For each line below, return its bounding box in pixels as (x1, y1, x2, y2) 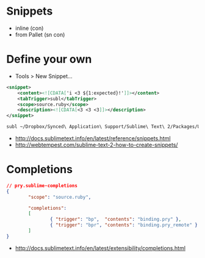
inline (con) (15, 24, 44, 32)
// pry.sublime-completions (6, 182, 78, 188)
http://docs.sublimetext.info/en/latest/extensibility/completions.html (15, 244, 186, 251)
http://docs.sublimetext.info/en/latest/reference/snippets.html (15, 135, 171, 142)
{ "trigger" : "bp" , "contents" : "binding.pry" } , (49, 217, 182, 223)
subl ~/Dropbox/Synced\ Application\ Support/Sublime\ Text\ (6, 124, 165, 130)
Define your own (6, 52, 92, 66)
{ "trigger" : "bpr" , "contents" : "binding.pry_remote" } (49, 222, 198, 228)
